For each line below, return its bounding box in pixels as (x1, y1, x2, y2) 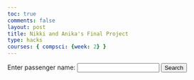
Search (164, 64, 183, 72)
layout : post (7, 23, 46, 30)
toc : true (7, 10, 37, 18)
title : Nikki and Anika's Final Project (7, 30, 129, 38)
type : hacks (7, 37, 43, 44)
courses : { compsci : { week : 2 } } (7, 43, 107, 50)
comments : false (7, 17, 55, 24)
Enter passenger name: (7, 63, 76, 72)
